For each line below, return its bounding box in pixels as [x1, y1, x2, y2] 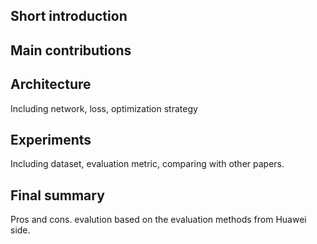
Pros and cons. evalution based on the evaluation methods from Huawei [10, 214, 307, 226]
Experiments [10, 131, 92, 148]
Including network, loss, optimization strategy [10, 102, 198, 114]
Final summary [10, 187, 105, 204]
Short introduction [10, 8, 128, 25]
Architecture [10, 76, 92, 93]
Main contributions [10, 42, 132, 59]
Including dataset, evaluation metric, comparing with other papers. [10, 158, 285, 170]
